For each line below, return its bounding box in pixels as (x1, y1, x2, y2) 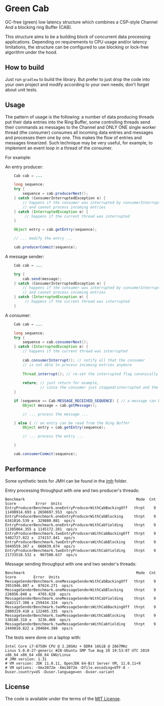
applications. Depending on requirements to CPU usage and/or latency (5, 39, 147, 44)
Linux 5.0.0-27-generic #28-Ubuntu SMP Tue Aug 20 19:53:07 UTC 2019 (5, 648, 150, 653)
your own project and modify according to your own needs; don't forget (5, 81, 149, 87)
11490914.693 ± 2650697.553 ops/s (5, 509, 78, 515)
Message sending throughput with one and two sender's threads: (5, 561, 137, 566)
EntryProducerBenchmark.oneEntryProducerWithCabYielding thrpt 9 (5, 523, 156, 527)
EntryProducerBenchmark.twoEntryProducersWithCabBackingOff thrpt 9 (5, 531, 156, 536)
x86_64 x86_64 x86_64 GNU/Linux (5, 652, 71, 657)
